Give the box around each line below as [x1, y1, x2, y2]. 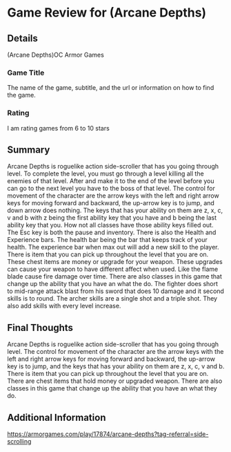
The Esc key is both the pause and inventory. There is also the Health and [7, 228, 217, 236]
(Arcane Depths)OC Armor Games [7, 50, 105, 59]
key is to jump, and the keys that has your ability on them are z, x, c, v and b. [7, 362, 225, 370]
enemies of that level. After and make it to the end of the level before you [7, 177, 215, 185]
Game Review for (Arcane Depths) [7, 5, 207, 21]
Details [7, 32, 38, 44]
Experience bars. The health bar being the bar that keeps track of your [7, 236, 208, 244]
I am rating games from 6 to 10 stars [7, 124, 110, 132]
